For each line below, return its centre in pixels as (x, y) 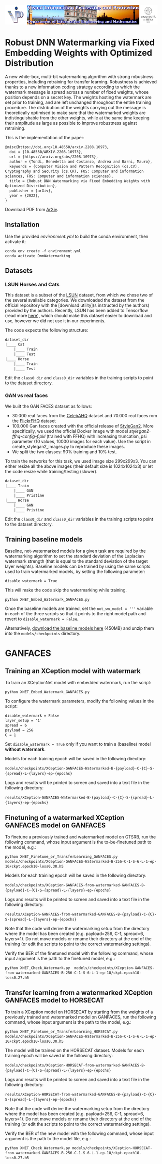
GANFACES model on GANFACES (55, 825)
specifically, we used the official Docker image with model (70, 431)
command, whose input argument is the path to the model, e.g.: (68, 1022)
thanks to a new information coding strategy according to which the (73, 87)
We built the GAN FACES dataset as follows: (49, 406)
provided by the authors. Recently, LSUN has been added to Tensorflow (77, 311)
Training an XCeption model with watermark (73, 671)
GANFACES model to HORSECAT (55, 1000)
